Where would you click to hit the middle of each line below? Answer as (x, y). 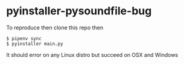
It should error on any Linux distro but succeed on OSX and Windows (92, 54)
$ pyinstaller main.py (35, 44)
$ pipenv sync (24, 38)
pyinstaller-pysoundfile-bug (79, 11)
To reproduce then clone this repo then (55, 28)
